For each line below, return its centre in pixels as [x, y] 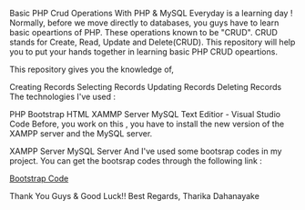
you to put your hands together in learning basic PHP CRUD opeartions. [143, 52]
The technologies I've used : [63, 96]
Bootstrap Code [39, 178]
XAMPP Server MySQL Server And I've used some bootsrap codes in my [146, 151]
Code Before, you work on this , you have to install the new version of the [147, 124]
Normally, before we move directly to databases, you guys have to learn [144, 23]
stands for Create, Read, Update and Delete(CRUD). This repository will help [152, 42]
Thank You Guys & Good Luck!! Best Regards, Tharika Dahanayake [134, 196]
